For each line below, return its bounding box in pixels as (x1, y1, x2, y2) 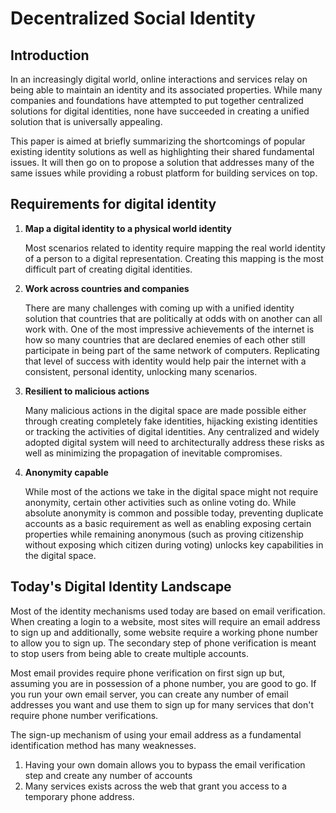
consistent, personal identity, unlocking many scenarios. (24, 365, 258, 377)
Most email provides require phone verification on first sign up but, (10, 667, 286, 679)
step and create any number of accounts (24, 769, 193, 781)
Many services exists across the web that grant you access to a (24, 780, 288, 792)
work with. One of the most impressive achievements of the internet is (24, 323, 315, 335)
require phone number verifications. (10, 709, 159, 721)
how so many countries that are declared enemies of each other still (24, 333, 306, 346)
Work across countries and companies (24, 282, 190, 294)
